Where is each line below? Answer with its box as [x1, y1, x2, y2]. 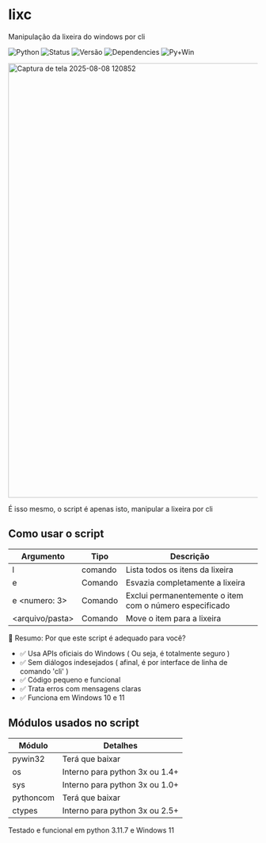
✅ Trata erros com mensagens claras [19, 683, 142, 693]
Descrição [169, 551, 210, 562]
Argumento [21, 551, 66, 562]
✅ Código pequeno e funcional [19, 675, 121, 684]
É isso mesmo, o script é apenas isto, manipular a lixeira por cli [8, 504, 214, 513]
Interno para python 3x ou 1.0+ [62, 779, 180, 790]
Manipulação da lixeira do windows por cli [8, 32, 146, 41]
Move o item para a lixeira [125, 613, 222, 624]
